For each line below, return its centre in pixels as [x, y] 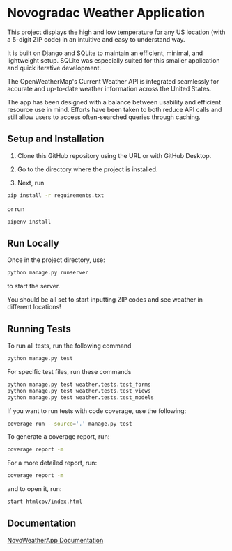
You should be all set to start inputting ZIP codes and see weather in [105, 300]
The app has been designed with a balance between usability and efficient [114, 102]
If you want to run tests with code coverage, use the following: [97, 411]
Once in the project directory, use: [56, 260]
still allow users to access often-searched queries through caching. [104, 117]
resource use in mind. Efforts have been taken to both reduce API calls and [115, 109]
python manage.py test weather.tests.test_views [79, 391]
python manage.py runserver [48, 273]
